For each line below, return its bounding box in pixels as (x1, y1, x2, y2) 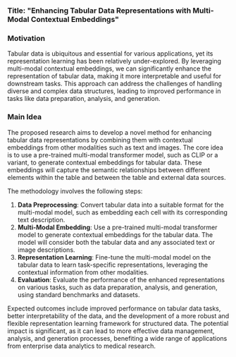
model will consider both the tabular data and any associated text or (17, 238, 216, 246)
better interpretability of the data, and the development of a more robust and (7, 311, 230, 320)
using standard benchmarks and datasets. (17, 290, 140, 298)
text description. (17, 215, 66, 224)
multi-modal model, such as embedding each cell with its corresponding (17, 207, 228, 217)
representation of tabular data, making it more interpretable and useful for (7, 72, 222, 80)
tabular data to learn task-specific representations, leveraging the (17, 260, 209, 269)
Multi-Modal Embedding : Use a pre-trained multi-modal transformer (17, 223, 218, 231)
